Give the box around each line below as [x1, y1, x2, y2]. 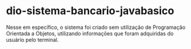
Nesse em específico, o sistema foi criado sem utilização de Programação [6, 24, 186, 31]
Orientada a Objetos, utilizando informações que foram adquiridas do [6, 30, 174, 37]
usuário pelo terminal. [6, 36, 59, 43]
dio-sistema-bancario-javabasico [6, 4, 175, 18]
